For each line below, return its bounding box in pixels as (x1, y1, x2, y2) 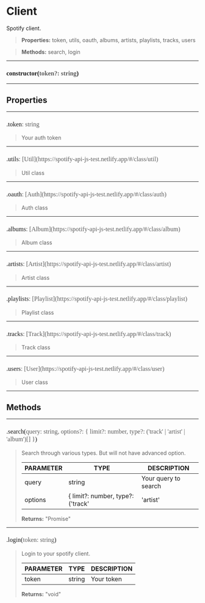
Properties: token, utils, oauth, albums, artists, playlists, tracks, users (21, 36, 196, 43)
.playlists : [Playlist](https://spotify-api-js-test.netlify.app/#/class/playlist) (6, 295, 188, 303)
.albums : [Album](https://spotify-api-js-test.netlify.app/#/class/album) (6, 225, 181, 233)
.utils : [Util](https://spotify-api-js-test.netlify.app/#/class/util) (6, 155, 159, 163)
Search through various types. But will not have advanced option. (21, 449, 186, 457)
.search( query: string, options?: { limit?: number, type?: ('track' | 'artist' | (6, 427, 185, 436)
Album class (21, 239, 52, 246)
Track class (21, 344, 51, 351)
